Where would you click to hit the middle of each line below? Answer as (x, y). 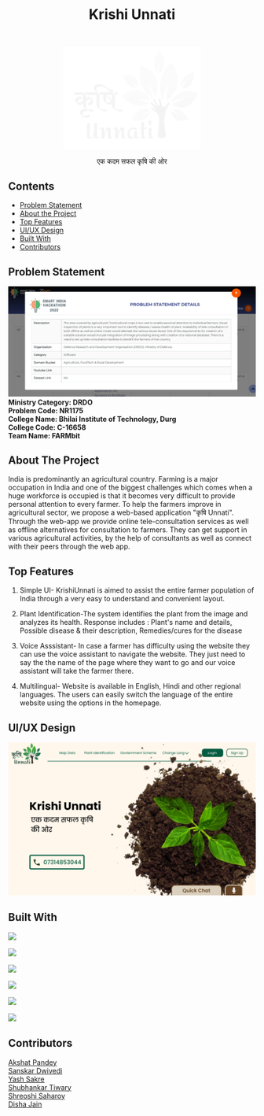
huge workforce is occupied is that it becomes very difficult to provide (122, 496)
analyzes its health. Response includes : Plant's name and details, (126, 623)
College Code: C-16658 (47, 427)
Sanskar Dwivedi (35, 1070)
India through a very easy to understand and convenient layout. (122, 599)
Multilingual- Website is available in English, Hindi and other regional (130, 686)
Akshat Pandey (33, 1062)
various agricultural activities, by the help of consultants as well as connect (130, 538)
